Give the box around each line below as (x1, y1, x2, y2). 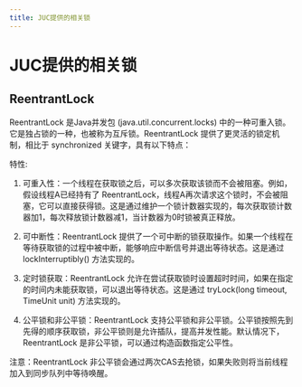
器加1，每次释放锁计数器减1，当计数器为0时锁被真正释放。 (22, 212, 241, 222)
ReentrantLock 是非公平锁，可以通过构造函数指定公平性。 (22, 336, 238, 348)
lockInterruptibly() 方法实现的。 (22, 253, 140, 264)
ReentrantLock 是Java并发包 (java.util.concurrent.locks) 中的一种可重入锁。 (9, 117, 291, 127)
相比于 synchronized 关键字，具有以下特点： (24, 139, 192, 150)
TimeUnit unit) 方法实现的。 (22, 295, 126, 306)
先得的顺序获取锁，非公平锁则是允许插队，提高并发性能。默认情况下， (22, 326, 285, 336)
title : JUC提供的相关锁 (9, 13, 90, 23)
